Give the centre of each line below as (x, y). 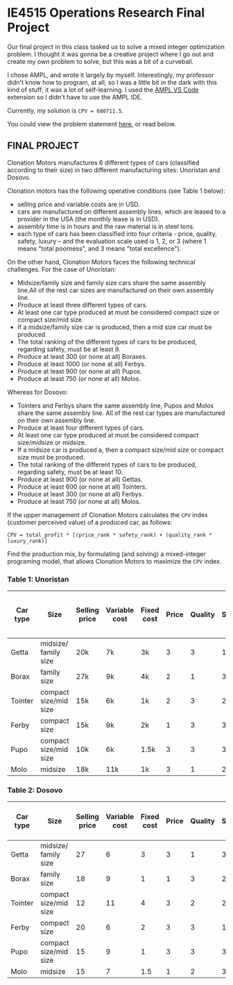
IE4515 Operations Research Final (106, 13)
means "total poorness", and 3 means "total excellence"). (99, 249)
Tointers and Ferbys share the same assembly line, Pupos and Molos (115, 405)
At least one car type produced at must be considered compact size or (118, 312)
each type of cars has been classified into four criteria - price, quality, (117, 233)
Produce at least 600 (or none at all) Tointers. (82, 487)
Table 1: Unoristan (38, 579)
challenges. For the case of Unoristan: (62, 269)
